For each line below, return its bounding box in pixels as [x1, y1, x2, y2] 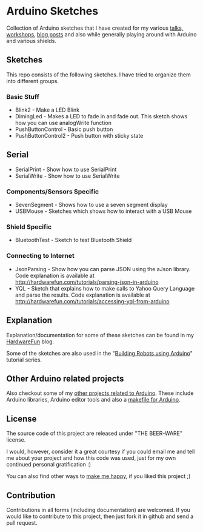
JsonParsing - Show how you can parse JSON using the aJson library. [15, 265, 191, 272]
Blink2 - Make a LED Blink [15, 106, 80, 113]
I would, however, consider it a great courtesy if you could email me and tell [6, 448, 195, 456]
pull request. [6, 519, 38, 526]
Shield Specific [6, 223, 52, 231]
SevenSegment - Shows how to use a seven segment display [15, 201, 168, 209]
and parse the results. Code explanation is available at [15, 291, 150, 298]
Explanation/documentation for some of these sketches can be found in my [6, 331, 195, 338]
